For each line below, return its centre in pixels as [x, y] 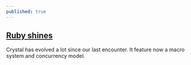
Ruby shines [30, 36]
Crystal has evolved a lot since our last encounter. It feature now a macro [95, 50]
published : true [26, 12]
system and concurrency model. [46, 56]
